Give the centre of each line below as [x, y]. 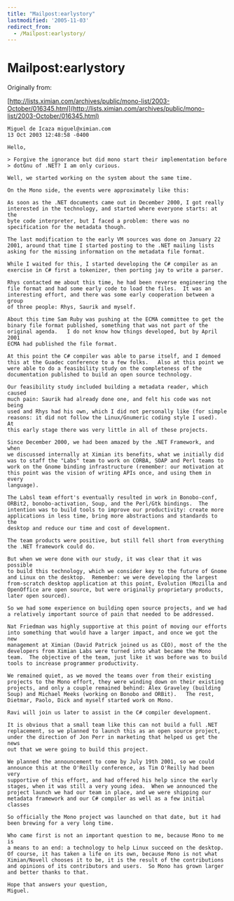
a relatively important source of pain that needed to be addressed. [111, 614]
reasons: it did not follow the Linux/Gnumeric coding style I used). [112, 418]
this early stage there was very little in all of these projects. [108, 430]
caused [17, 393]
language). [23, 485]
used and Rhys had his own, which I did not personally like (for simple [117, 412]
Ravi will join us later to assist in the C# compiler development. [109, 713]
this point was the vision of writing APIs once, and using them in [109, 473]
